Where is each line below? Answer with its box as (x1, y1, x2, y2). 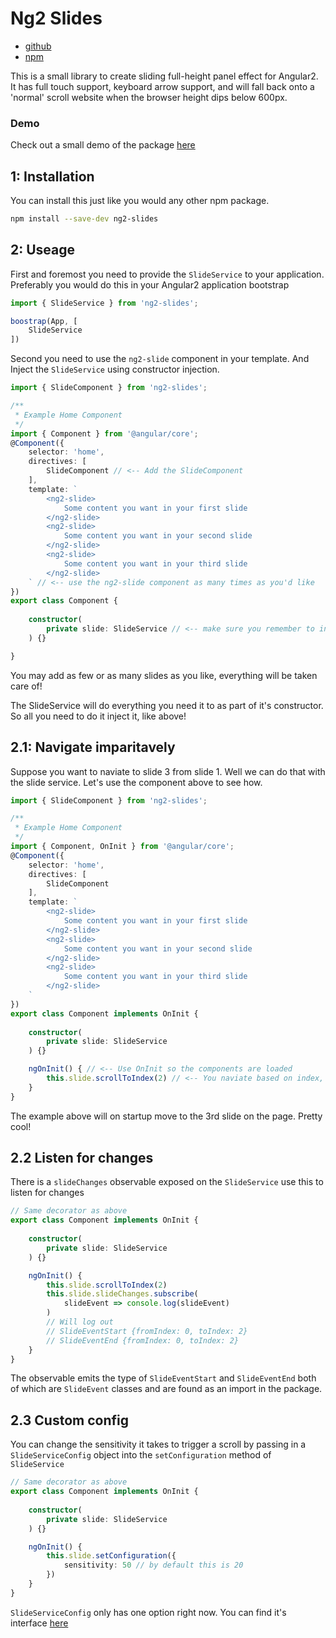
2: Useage (10, 242, 76, 259)
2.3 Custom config (10, 1412, 129, 1429)
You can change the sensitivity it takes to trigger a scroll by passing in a (10, 1438, 307, 1451)
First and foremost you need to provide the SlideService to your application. (10, 268, 325, 280)
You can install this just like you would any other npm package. (10, 195, 270, 207)
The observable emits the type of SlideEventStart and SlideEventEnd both (10, 1372, 317, 1384)
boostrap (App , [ (10, 316, 78, 326)
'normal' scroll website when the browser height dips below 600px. (10, 91, 288, 103)
